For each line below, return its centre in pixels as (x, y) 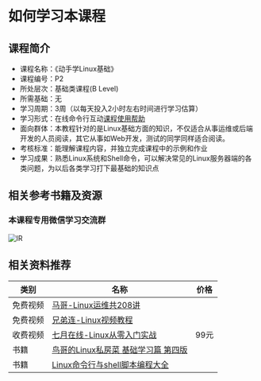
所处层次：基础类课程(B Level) (69, 89)
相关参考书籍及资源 (55, 196)
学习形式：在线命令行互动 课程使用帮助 (82, 119)
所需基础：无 (40, 99)
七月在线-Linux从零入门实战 (104, 335)
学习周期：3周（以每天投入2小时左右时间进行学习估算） (111, 109)
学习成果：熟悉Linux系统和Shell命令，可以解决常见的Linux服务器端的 (132, 158)
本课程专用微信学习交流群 (57, 220)
